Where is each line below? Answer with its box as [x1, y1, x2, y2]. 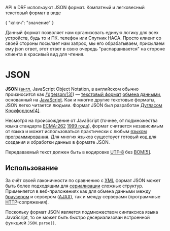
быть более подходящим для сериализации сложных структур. [5, 183, 144, 189]
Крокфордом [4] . [5, 107, 41, 114]
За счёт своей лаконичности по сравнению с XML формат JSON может [5, 177, 161, 183]
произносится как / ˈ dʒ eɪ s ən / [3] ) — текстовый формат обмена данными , [5, 91, 161, 97]
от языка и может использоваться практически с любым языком [5, 128, 147, 134]
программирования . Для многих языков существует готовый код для [5, 134, 157, 140]
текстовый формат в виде [5, 10, 61, 16]
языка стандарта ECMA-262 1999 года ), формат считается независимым [5, 122, 163, 129]
